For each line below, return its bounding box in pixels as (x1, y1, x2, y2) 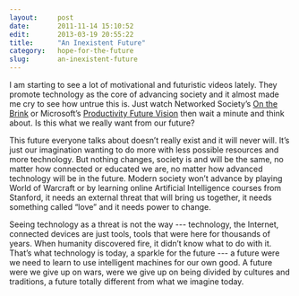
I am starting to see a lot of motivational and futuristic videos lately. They (9, 80, 278, 90)
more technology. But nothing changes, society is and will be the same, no (9, 154, 284, 164)
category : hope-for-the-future (9, 47, 134, 56)
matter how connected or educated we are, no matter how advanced (9, 163, 263, 174)
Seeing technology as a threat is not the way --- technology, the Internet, (9, 219, 279, 230)
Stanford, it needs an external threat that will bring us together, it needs (9, 192, 272, 203)
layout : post (9, 13, 74, 22)
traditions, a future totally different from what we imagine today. (9, 276, 244, 287)
